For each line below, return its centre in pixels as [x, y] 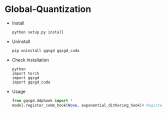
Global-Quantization [48, 9]
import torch [25, 73]
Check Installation [30, 60]
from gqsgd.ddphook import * [42, 100]
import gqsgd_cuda [31, 82]
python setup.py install [38, 32]
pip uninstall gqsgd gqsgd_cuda [45, 50]
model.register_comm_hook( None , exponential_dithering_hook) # [78, 105]
